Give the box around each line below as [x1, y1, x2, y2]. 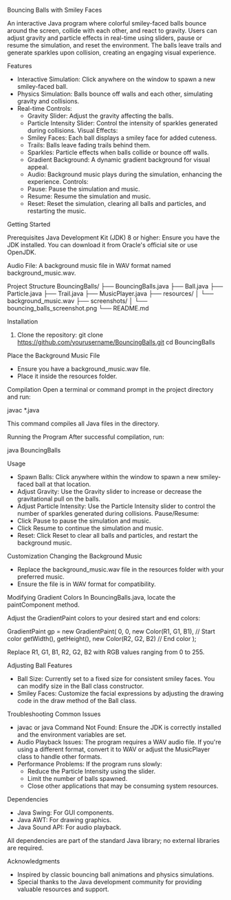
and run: [7, 393, 31, 401]
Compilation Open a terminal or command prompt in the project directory [7, 386, 214, 393]
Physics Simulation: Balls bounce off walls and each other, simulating [16, 90, 213, 98]
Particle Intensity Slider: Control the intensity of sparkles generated [27, 119, 218, 127]
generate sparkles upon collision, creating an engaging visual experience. [7, 48, 217, 56]
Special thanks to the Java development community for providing [16, 878, 202, 886]
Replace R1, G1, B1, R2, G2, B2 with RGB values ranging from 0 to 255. [7, 648, 205, 656]
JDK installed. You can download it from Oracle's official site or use [7, 241, 198, 249]
